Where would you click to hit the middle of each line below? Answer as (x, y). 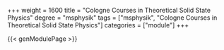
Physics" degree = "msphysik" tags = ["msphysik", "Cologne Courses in (112, 18)
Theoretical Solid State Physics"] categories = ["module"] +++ (98, 25)
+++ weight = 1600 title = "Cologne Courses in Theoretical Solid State (109, 10)
